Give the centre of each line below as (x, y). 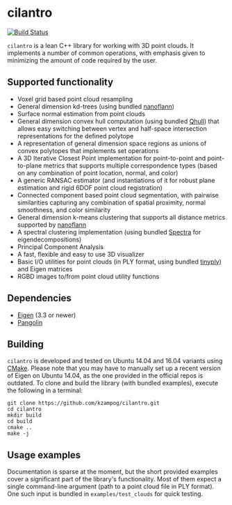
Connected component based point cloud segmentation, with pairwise (118, 195)
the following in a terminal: (45, 390)
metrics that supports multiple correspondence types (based (130, 166)
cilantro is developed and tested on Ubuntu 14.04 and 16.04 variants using (115, 361)
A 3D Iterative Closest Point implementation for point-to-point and (111, 158)
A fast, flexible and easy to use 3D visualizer (81, 254)
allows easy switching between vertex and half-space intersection (112, 128)
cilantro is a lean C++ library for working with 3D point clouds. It (101, 45)
